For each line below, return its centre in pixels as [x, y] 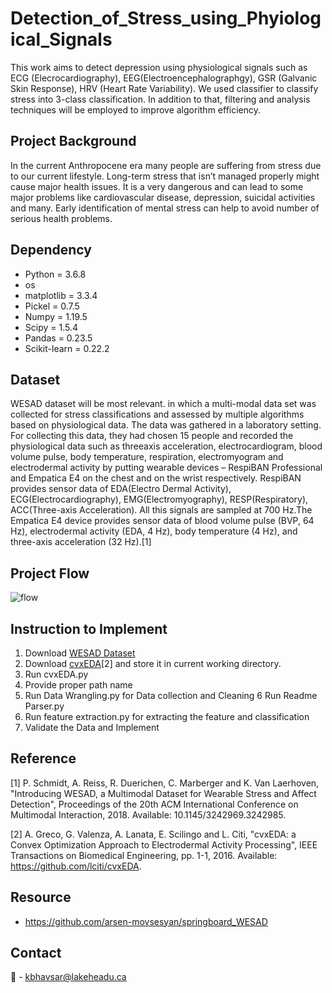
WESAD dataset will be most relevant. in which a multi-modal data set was [163, 404]
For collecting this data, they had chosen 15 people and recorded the [152, 436]
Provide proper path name [78, 685]
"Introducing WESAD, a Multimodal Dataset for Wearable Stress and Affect [163, 793]
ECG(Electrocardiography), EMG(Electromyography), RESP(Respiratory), [159, 499]
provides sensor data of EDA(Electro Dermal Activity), [121, 489]
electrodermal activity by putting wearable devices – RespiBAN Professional [166, 468]
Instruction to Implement [89, 628]
